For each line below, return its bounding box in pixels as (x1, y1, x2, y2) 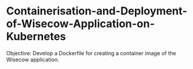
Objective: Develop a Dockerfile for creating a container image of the (6, 49, 177, 56)
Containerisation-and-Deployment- (6, 4, 188, 18)
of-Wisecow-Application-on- (6, 17, 155, 31)
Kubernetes (6, 30, 67, 43)
